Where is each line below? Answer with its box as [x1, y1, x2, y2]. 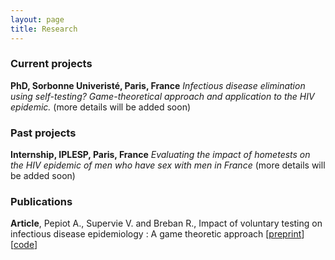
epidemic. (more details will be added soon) [10, 101, 192, 113]
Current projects [10, 57, 93, 71]
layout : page [10, 14, 65, 25]
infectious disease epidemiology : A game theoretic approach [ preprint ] [10, 228, 305, 240]
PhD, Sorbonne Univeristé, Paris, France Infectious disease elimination [10, 79, 306, 91]
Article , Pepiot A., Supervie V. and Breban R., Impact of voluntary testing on [10, 217, 323, 230]
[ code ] [10, 239, 38, 251]
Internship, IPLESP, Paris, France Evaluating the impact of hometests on [10, 149, 311, 161]
